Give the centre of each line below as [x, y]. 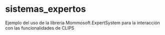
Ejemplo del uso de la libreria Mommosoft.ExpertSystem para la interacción [82, 23]
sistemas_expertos [45, 9]
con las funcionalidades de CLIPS [40, 28]
